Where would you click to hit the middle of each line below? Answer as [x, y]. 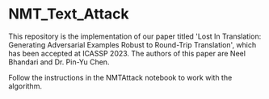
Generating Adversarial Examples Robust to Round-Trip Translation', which [132, 44]
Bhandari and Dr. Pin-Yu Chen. [59, 62]
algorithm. [25, 86]
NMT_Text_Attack [69, 14]
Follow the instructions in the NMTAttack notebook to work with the [120, 77]
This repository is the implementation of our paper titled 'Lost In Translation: [135, 36]
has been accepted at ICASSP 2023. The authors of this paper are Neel [127, 53]
